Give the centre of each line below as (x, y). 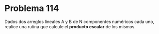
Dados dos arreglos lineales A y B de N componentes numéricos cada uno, (79, 22)
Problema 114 (32, 8)
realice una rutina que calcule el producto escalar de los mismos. (70, 26)
